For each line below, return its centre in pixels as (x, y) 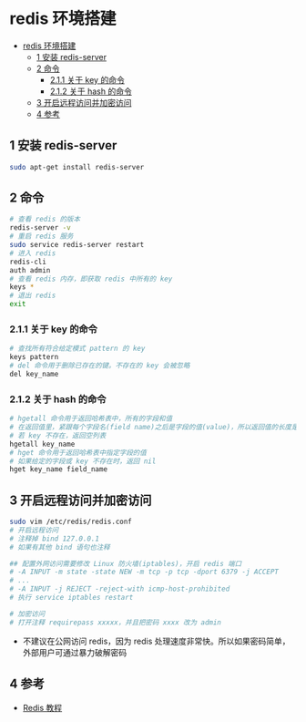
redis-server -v (40, 228)
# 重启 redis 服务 (41, 237)
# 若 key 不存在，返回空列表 (58, 435)
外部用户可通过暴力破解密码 (75, 652)
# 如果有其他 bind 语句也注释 (60, 547)
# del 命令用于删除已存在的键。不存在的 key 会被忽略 (100, 366)
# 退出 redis (33, 296)
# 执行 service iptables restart (71, 598)
